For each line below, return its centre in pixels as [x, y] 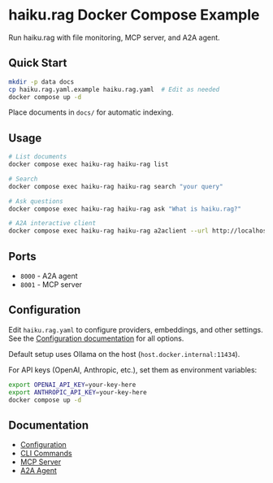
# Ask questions [36, 201]
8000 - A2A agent [49, 276]
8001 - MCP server [51, 285]
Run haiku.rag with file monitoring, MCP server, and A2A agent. [115, 37]
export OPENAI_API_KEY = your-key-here [72, 385]
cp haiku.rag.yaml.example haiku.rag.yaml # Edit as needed [114, 89]
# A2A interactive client [52, 224]
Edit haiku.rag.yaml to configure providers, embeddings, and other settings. [136, 329]
